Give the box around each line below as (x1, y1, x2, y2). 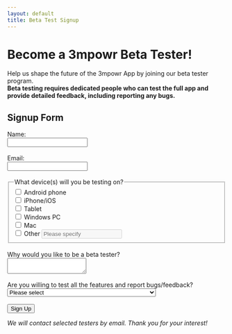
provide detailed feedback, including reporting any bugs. (7, 92, 176, 100)
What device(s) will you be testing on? (14, 178, 124, 186)
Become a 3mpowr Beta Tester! (7, 47, 192, 62)
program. (7, 77, 34, 85)
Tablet (24, 205, 42, 213)
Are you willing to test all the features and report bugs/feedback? (7, 281, 193, 289)
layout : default (7, 10, 54, 17)
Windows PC (24, 213, 61, 222)
